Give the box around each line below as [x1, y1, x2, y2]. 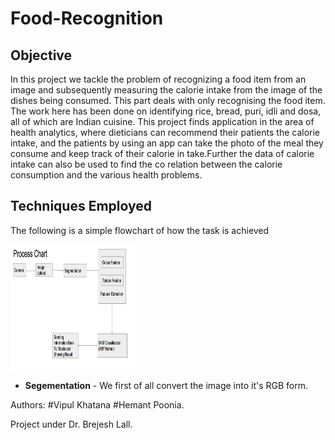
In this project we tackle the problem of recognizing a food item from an [10, 73, 307, 85]
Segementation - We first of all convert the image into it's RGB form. [24, 379, 309, 391]
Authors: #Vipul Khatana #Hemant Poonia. [10, 398, 185, 411]
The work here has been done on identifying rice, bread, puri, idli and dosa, [10, 105, 322, 117]
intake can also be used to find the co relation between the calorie [10, 158, 283, 170]
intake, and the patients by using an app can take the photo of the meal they [10, 137, 324, 149]
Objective [10, 47, 73, 64]
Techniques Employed [10, 198, 152, 215]
